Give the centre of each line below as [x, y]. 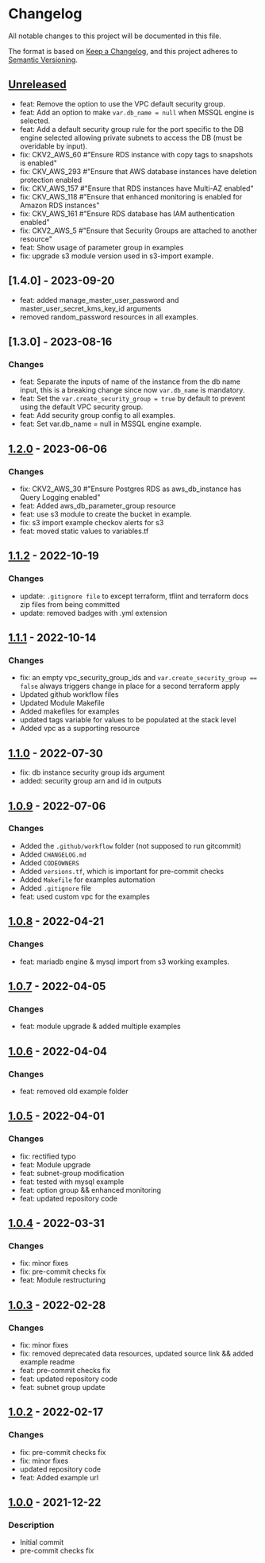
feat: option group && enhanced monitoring [90, 1190]
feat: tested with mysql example [72, 1182]
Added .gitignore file [55, 888]
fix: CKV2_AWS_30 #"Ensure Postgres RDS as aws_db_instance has [131, 489]
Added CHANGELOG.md [53, 854]
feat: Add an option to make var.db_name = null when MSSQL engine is [137, 112]
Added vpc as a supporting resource [80, 729]
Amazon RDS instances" [60, 205]
